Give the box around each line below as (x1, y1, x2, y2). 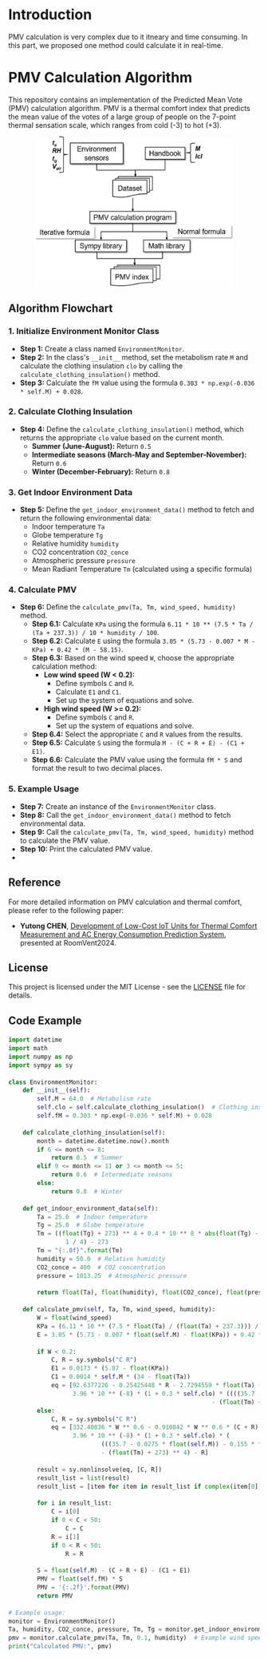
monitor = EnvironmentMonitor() (8, 1617, 116, 1625)
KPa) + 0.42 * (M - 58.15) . (31, 645, 124, 654)
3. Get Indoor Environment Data (8, 486, 133, 498)
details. (8, 990, 33, 1000)
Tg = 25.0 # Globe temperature (37, 1221, 145, 1229)
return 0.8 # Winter (50, 1188, 124, 1196)
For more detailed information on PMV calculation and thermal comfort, (8, 897, 242, 906)
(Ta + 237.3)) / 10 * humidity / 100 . (31, 628, 160, 637)
